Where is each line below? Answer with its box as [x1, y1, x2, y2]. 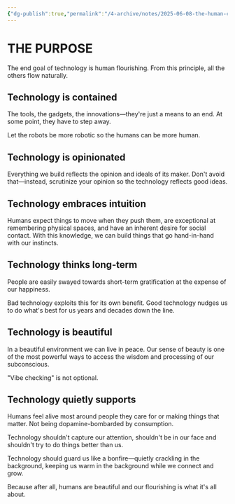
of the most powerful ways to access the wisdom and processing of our [7, 352, 215, 361]
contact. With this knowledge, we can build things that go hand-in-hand [7, 231, 215, 239]
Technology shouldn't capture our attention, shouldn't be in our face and [7, 433, 217, 442]
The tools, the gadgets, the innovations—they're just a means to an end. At [7, 110, 222, 118]
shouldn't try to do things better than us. [7, 441, 124, 449]
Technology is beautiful [7, 327, 113, 339]
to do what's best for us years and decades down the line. [7, 306, 175, 314]
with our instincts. [7, 239, 59, 247]
